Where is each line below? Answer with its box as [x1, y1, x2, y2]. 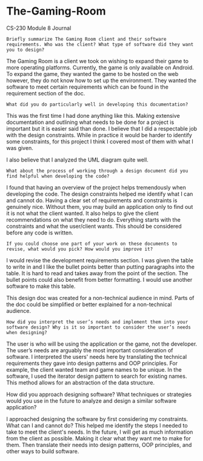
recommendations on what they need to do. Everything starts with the [6, 216, 181, 223]
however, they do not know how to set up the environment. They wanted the [6, 77, 197, 84]
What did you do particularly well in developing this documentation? [6, 101, 188, 108]
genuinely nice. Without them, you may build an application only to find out [6, 203, 193, 210]
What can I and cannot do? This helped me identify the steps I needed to [6, 422, 188, 429]
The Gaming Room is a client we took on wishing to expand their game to [6, 57, 189, 64]
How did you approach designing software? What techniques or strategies [6, 391, 192, 398]
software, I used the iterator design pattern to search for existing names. [6, 372, 187, 380]
